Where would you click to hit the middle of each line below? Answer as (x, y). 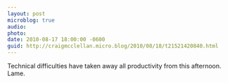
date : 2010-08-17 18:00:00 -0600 (56, 40)
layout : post (26, 14)
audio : (17, 27)
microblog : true (31, 20)
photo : (17, 33)
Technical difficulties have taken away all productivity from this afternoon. (114, 66)
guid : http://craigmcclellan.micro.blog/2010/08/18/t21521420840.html (113, 46)
